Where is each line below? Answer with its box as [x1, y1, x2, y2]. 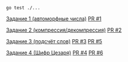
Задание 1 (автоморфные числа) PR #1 [6, 15, 102, 22]
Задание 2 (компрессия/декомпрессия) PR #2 [6, 26, 122, 33]
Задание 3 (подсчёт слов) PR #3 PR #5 [6, 38, 102, 44]
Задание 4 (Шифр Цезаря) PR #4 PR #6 [6, 49, 103, 56]
